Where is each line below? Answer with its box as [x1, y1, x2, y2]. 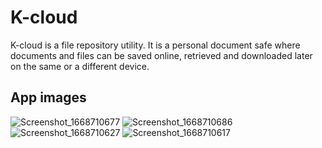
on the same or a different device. [10, 60, 150, 72]
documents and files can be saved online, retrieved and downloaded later [10, 49, 313, 61]
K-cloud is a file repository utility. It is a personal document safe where [10, 39, 301, 51]
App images [10, 89, 87, 106]
